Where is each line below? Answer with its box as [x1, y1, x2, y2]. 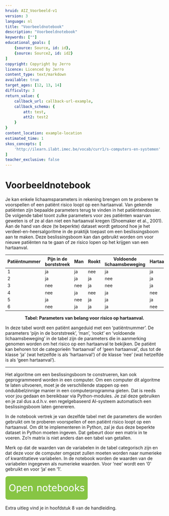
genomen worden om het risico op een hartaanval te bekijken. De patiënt [5, 341, 156, 347]
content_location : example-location [5, 131, 82, 136]
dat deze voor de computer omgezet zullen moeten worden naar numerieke [5, 450, 162, 456]
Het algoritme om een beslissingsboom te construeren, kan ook [5, 371, 137, 377]
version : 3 [5, 13, 28, 19]
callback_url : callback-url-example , [14, 98, 94, 104]
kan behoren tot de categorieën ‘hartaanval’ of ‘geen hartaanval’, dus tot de [5, 346, 161, 352]
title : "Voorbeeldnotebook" [5, 24, 64, 29]
